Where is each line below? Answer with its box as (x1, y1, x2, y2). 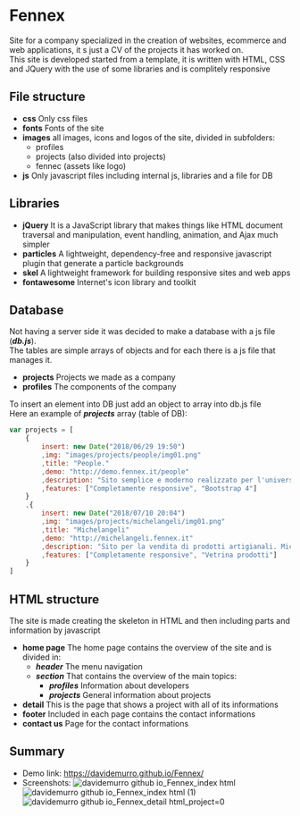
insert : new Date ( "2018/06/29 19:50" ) (41, 442, 186, 451)
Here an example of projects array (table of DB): (9, 408, 187, 419)
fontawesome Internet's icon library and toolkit (21, 276, 196, 287)
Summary (9, 744, 65, 760)
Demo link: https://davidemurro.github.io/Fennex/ (21, 768, 204, 778)
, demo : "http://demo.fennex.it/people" (41, 467, 190, 476)
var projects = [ (9, 425, 74, 434)
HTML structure (9, 592, 100, 607)
